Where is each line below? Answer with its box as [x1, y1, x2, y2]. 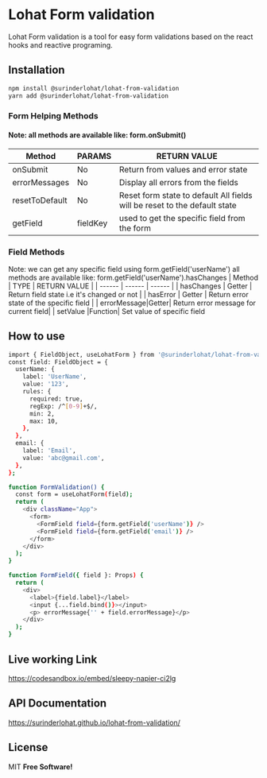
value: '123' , [22, 380, 69, 389]
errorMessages [12, 176, 70, 188]
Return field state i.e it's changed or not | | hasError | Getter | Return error [8, 289, 249, 299]
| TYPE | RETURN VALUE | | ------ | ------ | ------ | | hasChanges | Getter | [8, 281, 253, 291]
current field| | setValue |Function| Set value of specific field [8, 306, 205, 315]
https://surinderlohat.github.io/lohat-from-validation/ [8, 718, 181, 727]
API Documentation [8, 697, 107, 710]
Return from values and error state [118, 164, 248, 175]
